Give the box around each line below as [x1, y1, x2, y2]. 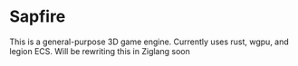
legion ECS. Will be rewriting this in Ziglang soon [9, 45, 190, 56]
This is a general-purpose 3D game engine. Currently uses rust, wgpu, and [9, 36, 290, 47]
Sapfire [9, 6, 66, 27]
